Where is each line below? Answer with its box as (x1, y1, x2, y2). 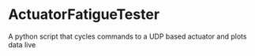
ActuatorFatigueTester (8, 6, 160, 24)
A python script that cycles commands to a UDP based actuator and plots (8, 32, 247, 41)
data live (8, 39, 36, 49)
